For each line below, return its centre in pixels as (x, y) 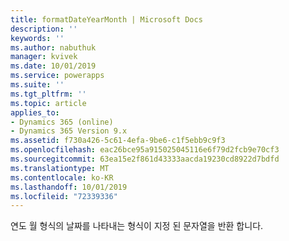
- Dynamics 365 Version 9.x (69, 131)
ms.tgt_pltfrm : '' (48, 94)
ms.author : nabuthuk (53, 47)
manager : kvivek (44, 57)
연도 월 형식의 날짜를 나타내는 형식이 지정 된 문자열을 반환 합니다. (137, 226)
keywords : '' (37, 38)
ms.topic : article (48, 103)
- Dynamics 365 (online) (62, 122)
